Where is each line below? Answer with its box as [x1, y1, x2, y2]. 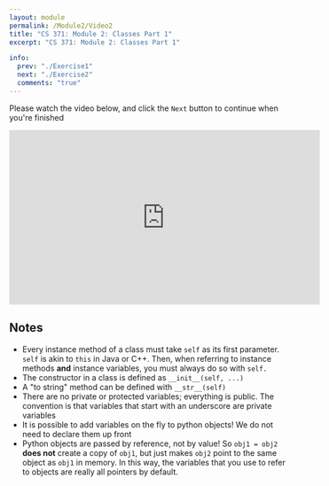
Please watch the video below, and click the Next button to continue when [9, 103, 279, 114]
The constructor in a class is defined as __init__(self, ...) [21, 372, 244, 382]
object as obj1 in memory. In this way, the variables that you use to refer [21, 457, 286, 467]
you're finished [9, 112, 65, 122]
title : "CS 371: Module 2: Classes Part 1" [9, 29, 173, 38]
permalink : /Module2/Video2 [9, 21, 114, 30]
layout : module [9, 12, 66, 22]
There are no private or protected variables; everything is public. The [21, 391, 275, 402]
